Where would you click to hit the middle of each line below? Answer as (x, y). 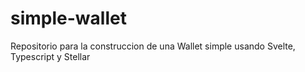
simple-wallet (68, 18)
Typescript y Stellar (50, 56)
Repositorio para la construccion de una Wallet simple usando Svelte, (153, 46)
